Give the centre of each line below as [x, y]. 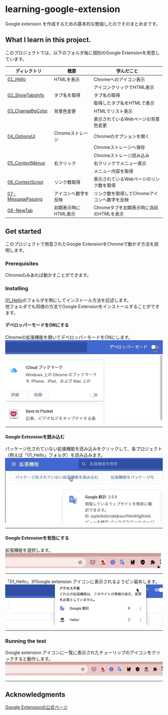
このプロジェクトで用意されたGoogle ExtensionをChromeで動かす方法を [80, 244]
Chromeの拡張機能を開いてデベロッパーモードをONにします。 [69, 337]
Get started [23, 231]
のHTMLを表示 [109, 214]
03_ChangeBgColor [27, 111]
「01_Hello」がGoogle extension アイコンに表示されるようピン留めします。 [82, 581]
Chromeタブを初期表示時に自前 [126, 208]
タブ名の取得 [107, 95]
